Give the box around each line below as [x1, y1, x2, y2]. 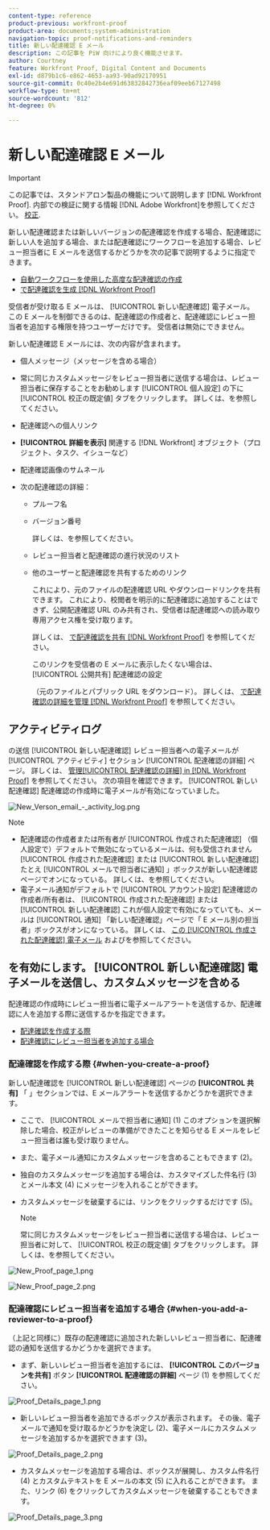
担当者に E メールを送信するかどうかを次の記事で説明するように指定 [22, 247, 249, 257]
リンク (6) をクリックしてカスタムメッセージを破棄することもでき [34, 1486, 252, 1496]
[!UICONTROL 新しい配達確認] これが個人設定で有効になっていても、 [19, 904, 247, 914]
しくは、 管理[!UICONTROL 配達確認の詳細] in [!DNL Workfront [38, 765, 247, 775]
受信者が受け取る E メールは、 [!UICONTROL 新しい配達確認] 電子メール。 [8, 301, 255, 311]
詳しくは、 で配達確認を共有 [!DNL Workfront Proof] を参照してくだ [31, 632, 256, 642]
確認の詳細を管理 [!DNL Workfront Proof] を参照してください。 [31, 696, 239, 706]
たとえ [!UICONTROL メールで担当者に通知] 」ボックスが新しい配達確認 [19, 864, 258, 874]
